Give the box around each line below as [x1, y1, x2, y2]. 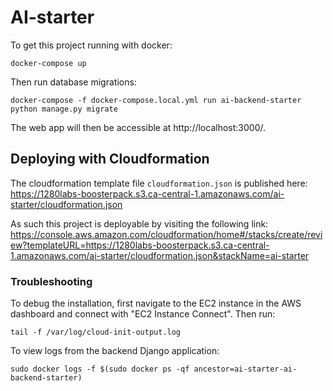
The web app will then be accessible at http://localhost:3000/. [10, 121, 266, 133]
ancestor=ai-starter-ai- [193, 364, 298, 375]
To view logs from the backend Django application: [10, 345, 220, 357]
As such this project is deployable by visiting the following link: [10, 217, 269, 230]
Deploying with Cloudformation [10, 151, 210, 168]
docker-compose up [10, 58, 87, 68]
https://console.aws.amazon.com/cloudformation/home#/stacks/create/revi [10, 228, 323, 240]
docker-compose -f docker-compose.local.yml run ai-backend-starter [10, 95, 302, 105]
